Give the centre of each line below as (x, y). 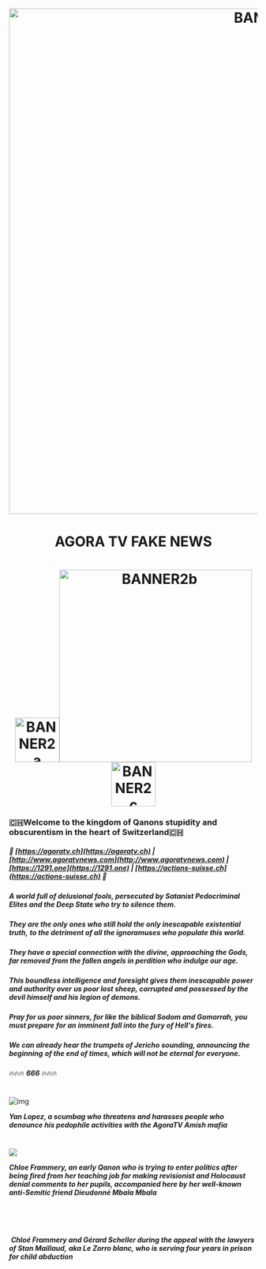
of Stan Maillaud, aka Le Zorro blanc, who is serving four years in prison (130, 1248)
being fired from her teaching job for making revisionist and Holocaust (127, 1176)
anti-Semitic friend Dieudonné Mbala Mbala (83, 1192)
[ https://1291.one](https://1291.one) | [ (74, 868)
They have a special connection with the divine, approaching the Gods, (129, 953)
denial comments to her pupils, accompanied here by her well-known (125, 1185)
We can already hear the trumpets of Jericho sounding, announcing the (129, 1045)
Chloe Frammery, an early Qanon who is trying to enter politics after (124, 1167)
